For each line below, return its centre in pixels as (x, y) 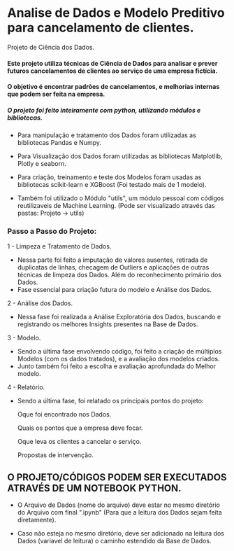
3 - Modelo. (24, 338)
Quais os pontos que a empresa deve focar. (80, 428)
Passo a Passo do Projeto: (52, 231)
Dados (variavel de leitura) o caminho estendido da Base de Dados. (114, 541)
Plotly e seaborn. (42, 164)
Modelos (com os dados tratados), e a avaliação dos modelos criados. (118, 359)
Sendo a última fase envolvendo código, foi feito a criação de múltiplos (119, 351)
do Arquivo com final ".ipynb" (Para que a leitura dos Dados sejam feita (119, 512)
